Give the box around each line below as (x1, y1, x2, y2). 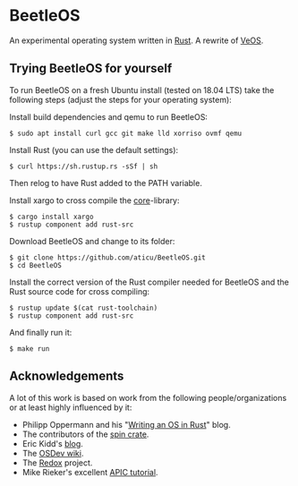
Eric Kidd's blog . (21, 438, 83, 448)
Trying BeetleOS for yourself (9, 61, 173, 76)
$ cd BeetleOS (9, 260, 63, 269)
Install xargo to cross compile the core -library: (9, 194, 181, 206)
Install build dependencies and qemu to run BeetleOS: (9, 111, 209, 122)
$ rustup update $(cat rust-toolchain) (9, 303, 158, 312)
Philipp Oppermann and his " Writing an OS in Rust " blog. (21, 419, 231, 430)
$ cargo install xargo (9, 212, 94, 221)
